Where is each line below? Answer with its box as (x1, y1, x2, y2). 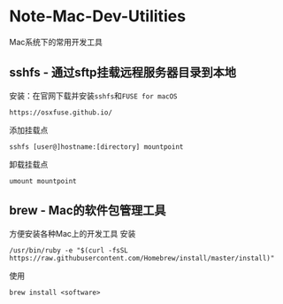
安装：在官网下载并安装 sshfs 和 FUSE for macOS (9, 90, 179, 101)
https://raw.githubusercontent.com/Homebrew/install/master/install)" (9, 253, 275, 262)
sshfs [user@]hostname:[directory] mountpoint (9, 142, 184, 152)
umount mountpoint (9, 176, 77, 185)
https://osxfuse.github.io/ (9, 108, 113, 117)
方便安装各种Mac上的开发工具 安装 (9, 228, 136, 238)
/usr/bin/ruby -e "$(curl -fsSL (9, 246, 128, 254)
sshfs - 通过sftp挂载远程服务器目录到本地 (9, 65, 237, 81)
